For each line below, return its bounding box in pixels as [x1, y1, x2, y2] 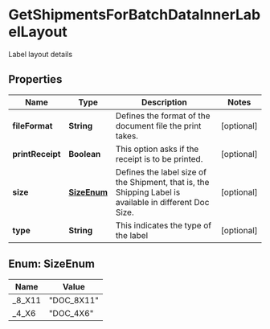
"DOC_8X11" [48, 294, 99, 306]
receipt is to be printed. [115, 153, 203, 164]
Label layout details [8, 49, 73, 59]
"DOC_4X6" [48, 307, 94, 319]
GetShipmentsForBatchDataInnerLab [8, 6, 261, 24]
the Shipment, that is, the [115, 176, 210, 187]
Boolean [67, 148, 101, 159]
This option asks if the [115, 143, 199, 154]
